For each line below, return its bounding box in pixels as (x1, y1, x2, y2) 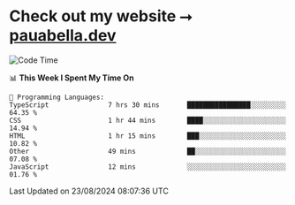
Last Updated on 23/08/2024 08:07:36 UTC (9, 186, 170, 196)
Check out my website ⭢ (9, 6, 193, 27)
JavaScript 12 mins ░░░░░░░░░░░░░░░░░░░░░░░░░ (9, 162, 287, 171)
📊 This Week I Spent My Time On (9, 72, 134, 83)
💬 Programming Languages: (9, 93, 104, 102)
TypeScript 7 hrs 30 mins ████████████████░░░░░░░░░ (9, 100, 287, 110)
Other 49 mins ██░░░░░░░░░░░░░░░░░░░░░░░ (9, 147, 287, 156)
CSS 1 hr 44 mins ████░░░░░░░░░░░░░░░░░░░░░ (9, 116, 287, 125)
